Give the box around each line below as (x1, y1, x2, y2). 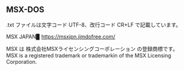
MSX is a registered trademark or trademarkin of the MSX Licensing (6, 51, 172, 59)
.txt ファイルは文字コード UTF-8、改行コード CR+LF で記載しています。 (6, 21, 182, 28)
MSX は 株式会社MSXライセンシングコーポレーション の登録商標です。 (6, 45, 179, 52)
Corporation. (6, 58, 37, 65)
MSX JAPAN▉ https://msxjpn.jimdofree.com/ (6, 33, 115, 40)
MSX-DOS (6, 5, 44, 15)
